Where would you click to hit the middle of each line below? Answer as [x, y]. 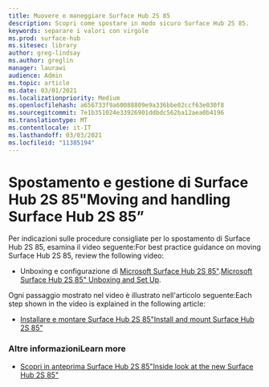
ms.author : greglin [41, 61]
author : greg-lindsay [45, 53]
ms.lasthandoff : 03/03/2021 [55, 135]
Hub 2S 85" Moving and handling [120, 200]
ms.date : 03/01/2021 [43, 90]
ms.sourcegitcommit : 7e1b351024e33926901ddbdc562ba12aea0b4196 [116, 113]
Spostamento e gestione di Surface [128, 182]
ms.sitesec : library [43, 46]
